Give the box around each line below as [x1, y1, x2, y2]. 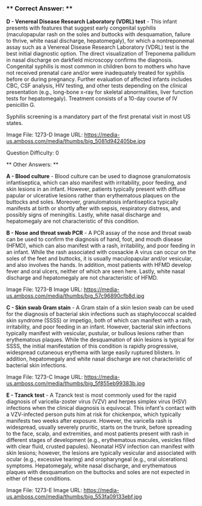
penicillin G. [6, 101, 36, 109]
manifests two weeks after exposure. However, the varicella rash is [6, 417, 172, 424]
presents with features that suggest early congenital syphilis [6, 24, 156, 31]
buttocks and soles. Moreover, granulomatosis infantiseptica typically [6, 198, 179, 206]
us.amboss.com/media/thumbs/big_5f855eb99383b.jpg [6, 380, 145, 387]
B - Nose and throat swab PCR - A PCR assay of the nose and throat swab [6, 229, 192, 237]
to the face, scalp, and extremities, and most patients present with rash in [6, 430, 189, 437]
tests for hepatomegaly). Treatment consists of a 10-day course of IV [6, 95, 178, 102]
